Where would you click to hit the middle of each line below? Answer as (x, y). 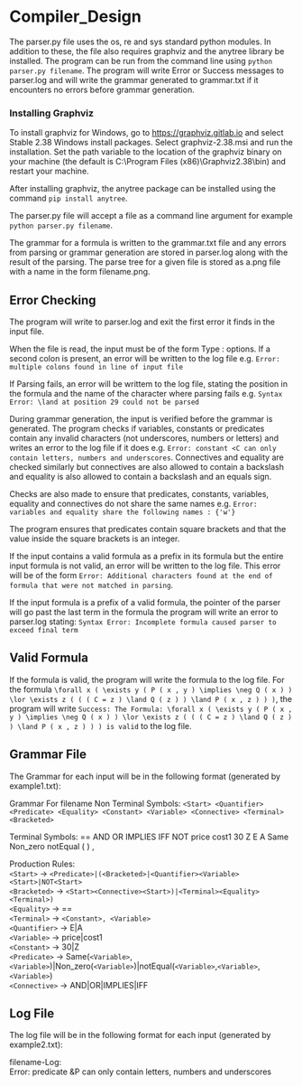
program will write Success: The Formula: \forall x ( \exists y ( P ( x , (151, 708)
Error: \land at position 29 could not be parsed (105, 403)
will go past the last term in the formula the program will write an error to (144, 613)
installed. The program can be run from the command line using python (141, 61)
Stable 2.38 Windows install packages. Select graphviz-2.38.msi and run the (151, 143)
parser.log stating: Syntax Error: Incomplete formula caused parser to (143, 622)
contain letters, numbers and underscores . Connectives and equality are (146, 457)
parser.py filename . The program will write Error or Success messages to (146, 70)
